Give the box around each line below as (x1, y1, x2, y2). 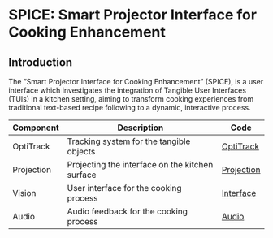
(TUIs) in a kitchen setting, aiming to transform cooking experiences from (8, 94, 254, 103)
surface (67, 169, 97, 180)
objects (67, 146, 96, 157)
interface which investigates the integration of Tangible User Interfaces (8, 85, 246, 95)
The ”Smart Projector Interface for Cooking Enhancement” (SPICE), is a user (8, 77, 264, 86)
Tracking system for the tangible (67, 136, 191, 147)
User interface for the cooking (67, 183, 182, 193)
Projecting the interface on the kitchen (67, 159, 214, 170)
